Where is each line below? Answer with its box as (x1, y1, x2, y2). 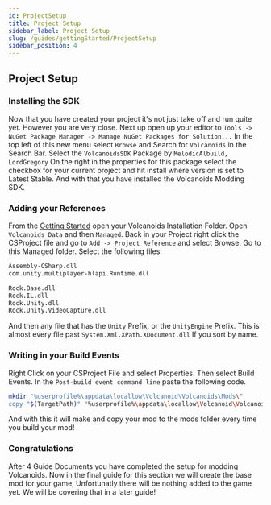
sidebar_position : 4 (8, 42, 78, 50)
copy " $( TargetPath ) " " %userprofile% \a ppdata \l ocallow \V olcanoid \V (8, 399, 240, 408)
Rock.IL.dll (8, 292, 48, 300)
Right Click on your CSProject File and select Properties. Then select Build (8, 368, 255, 378)
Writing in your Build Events (8, 350, 119, 361)
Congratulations (8, 443, 74, 454)
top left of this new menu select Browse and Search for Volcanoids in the (8, 139, 247, 149)
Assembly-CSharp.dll (8, 263, 78, 271)
